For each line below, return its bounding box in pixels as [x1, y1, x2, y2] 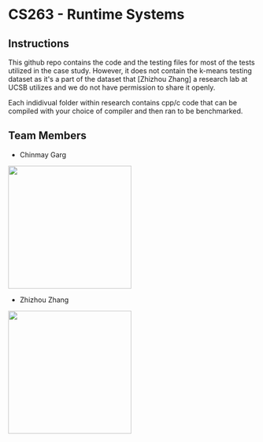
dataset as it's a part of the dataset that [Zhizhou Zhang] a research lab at [8, 75, 248, 83]
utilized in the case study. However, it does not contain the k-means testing [8, 66, 252, 76]
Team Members [8, 129, 87, 142]
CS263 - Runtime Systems [8, 6, 185, 24]
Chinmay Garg [19, 149, 67, 159]
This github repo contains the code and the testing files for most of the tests [8, 57, 255, 67]
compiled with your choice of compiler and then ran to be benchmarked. [8, 106, 243, 116]
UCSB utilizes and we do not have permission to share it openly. [8, 83, 216, 92]
